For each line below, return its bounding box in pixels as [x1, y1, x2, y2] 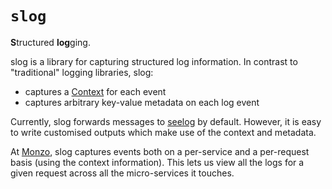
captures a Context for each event [24, 85, 167, 97]
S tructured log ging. [10, 36, 91, 48]
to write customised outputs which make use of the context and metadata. [10, 126, 317, 138]
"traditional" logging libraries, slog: [10, 66, 154, 78]
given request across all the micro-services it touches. [10, 167, 235, 179]
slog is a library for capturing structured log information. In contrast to [10, 55, 298, 67]
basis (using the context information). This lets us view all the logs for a [10, 156, 305, 168]
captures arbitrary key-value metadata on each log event [24, 96, 260, 108]
